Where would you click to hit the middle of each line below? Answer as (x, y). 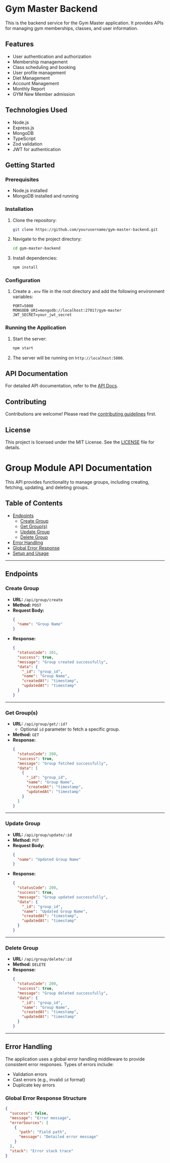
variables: (23, 297)
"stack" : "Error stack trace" (41, 1151)
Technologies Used (36, 110)
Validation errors (30, 1074)
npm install (25, 267)
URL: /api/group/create (38, 599)
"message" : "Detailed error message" (58, 1137)
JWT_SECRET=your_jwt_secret (42, 315)
